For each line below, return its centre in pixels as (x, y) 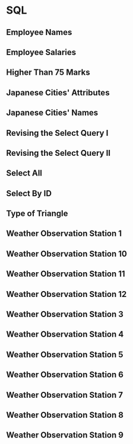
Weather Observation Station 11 (66, 274)
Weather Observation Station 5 (65, 354)
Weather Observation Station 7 (65, 395)
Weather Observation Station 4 (65, 335)
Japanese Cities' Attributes (58, 92)
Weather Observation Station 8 (65, 415)
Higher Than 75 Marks (48, 73)
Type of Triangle (37, 214)
